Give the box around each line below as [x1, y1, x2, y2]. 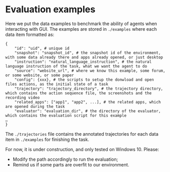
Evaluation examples [5, 4, 95, 15]
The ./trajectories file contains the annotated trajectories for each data [5, 131, 159, 137]
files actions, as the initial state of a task [5, 81, 109, 87]
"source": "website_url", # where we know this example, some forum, [14, 68, 166, 73]
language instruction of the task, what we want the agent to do [5, 63, 147, 69]
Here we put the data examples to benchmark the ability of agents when [5, 20, 157, 27]
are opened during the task [5, 104, 65, 109]
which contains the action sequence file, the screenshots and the [5, 91, 152, 96]
